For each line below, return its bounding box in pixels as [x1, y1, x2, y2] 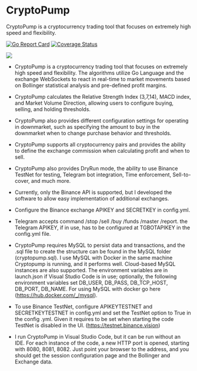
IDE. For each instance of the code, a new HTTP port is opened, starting [14, 339, 189, 346]
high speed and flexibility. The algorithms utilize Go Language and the [14, 69, 184, 76]
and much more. [31, 177, 71, 184]
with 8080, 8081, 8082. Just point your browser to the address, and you [14, 345, 189, 353]
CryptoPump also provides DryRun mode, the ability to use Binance [14, 165, 178, 172]
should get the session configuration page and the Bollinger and [14, 352, 171, 359]
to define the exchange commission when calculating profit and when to [14, 147, 190, 154]
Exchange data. [14, 358, 53, 365]
